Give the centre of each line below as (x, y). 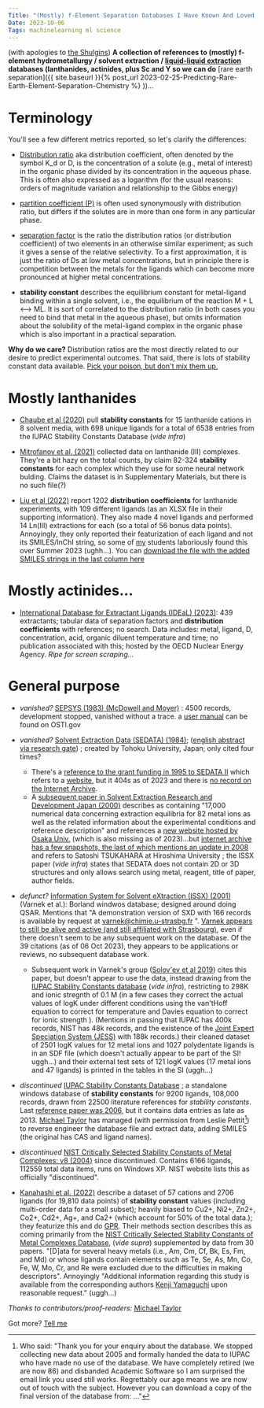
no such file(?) (43, 486)
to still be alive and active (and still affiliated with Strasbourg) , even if (131, 929)
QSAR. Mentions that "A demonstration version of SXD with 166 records (135, 913)
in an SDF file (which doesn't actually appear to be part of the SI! (136, 1053)
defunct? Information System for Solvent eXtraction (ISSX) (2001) (125, 896)
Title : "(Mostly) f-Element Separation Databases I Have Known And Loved (132, 15)
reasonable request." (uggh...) (68, 1292)
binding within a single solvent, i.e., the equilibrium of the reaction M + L (136, 301)
